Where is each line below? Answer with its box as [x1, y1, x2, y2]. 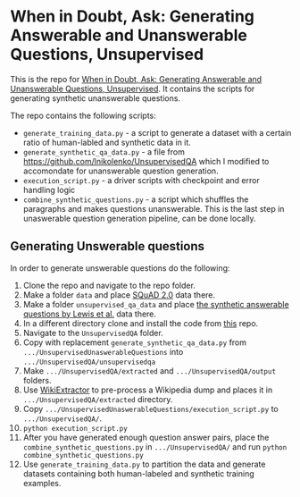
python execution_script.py [22, 424, 128, 433]
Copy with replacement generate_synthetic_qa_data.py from [22, 337, 247, 348]
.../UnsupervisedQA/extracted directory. [22, 393, 173, 404]
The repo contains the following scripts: [10, 110, 156, 121]
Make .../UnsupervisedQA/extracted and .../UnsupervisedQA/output [22, 365, 276, 376]
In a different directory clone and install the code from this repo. [22, 317, 259, 328]
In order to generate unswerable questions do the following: [10, 262, 230, 274]
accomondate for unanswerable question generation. [22, 165, 219, 176]
